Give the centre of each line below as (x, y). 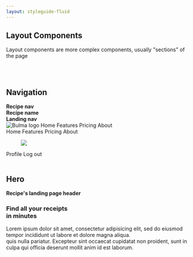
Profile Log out (24, 154)
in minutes (22, 216)
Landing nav (22, 119)
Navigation (27, 92)
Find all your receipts (37, 209)
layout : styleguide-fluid (38, 12)
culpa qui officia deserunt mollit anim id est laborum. (70, 248)
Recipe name (22, 113)
